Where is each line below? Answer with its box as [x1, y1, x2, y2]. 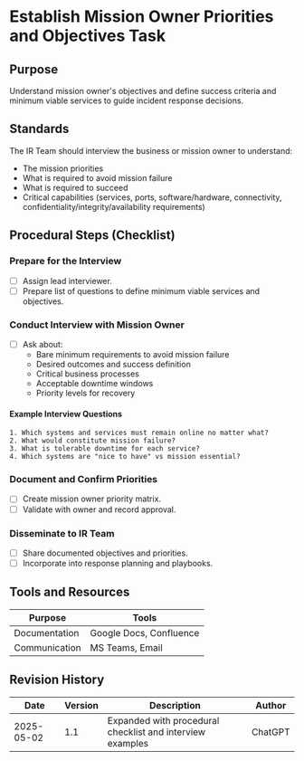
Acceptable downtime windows [35, 377, 154, 388]
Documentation [14, 626, 80, 639]
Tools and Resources [9, 585, 130, 600]
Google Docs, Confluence [90, 626, 200, 639]
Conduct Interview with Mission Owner [9, 319, 185, 331]
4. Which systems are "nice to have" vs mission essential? [9, 452, 242, 461]
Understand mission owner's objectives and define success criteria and [9, 86, 277, 96]
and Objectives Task [9, 25, 166, 46]
